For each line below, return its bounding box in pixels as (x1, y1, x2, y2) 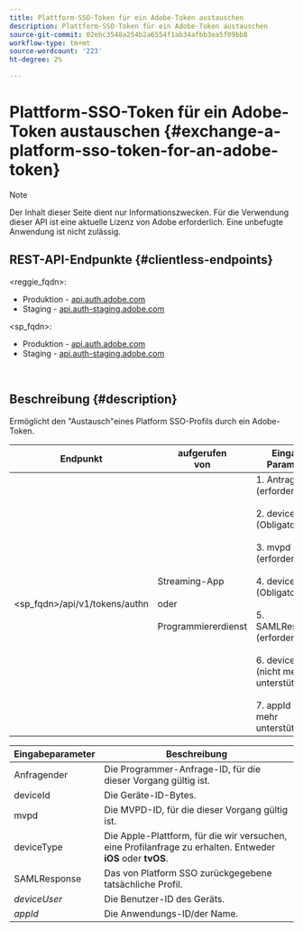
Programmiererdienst (157, 620, 248, 632)
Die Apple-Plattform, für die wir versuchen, (104, 829, 288, 842)
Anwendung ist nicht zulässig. (9, 226, 122, 237)
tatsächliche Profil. (104, 878, 183, 890)
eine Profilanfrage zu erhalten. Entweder (104, 841, 276, 853)
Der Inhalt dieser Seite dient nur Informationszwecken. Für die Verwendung (9, 207, 289, 218)
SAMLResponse (14, 872, 82, 885)
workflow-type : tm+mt (9, 38, 91, 48)
